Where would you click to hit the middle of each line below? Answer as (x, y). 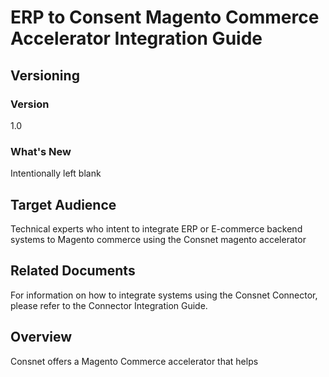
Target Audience (63, 204)
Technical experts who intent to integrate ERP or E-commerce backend (156, 228)
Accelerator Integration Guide (136, 38)
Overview (41, 337)
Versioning (45, 75)
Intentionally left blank (56, 173)
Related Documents (73, 271)
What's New (41, 151)
